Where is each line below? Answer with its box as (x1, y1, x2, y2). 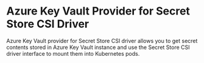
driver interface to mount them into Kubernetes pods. (6, 50, 140, 57)
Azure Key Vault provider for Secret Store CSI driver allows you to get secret (6, 37, 198, 44)
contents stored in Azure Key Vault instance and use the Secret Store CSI (6, 44, 190, 51)
